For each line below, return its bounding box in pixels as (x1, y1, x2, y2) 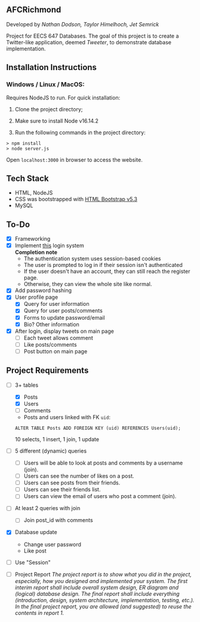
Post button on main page (23, 347, 88, 355)
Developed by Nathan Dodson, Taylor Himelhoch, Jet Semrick (6, 20, 159, 28)
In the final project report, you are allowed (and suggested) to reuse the (14, 603, 192, 610)
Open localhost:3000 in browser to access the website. (6, 156, 143, 163)
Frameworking (14, 235, 51, 242)
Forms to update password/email (23, 314, 106, 321)
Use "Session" (14, 559, 51, 566)
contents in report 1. (14, 609, 64, 616)
